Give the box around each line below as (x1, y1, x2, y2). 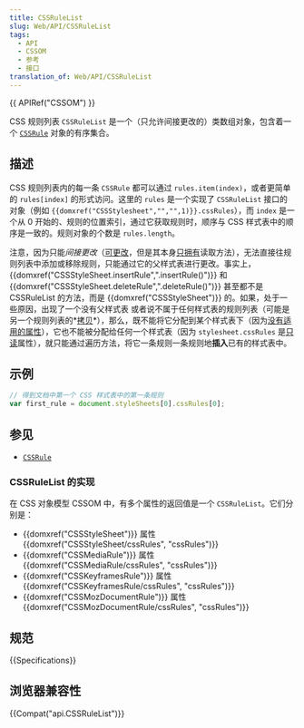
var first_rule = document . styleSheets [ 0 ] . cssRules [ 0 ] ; (9, 400, 225, 409)
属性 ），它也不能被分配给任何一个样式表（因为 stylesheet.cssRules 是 (25, 325, 286, 336)
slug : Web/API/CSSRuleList (9, 22, 112, 31)
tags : (9, 30, 30, 39)
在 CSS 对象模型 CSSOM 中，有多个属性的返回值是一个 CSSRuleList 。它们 (9, 498, 286, 509)
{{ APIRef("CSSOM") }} (9, 97, 96, 108)
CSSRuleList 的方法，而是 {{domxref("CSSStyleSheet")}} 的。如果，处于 (9, 292, 280, 303)
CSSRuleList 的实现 (9, 475, 95, 488)
